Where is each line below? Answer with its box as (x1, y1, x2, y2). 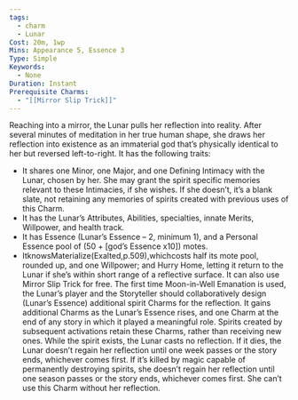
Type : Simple (9, 54, 58, 63)
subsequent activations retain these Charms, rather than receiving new (21, 326, 282, 337)
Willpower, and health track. (21, 222, 125, 233)
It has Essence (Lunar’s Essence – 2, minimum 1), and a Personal (21, 232, 259, 243)
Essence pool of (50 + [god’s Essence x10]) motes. (21, 241, 208, 252)
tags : (9, 12, 29, 22)
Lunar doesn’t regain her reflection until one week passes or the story (21, 345, 278, 356)
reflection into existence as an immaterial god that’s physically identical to (9, 139, 278, 149)
